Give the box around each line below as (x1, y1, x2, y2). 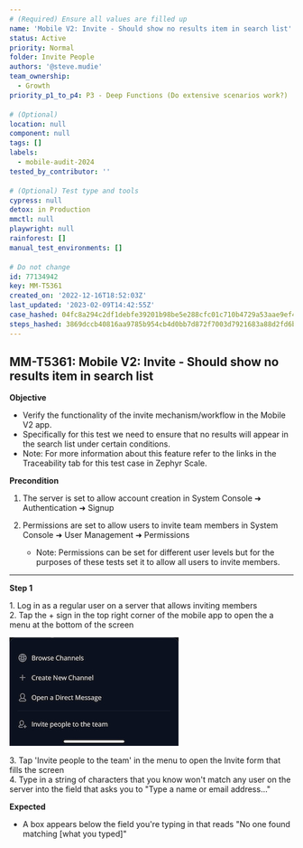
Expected (9, 801, 47, 813)
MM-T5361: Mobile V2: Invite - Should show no (9, 354, 280, 370)
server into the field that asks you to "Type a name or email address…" (9, 784, 271, 795)
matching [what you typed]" (22, 828, 127, 840)
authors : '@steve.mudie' (9, 62, 103, 71)
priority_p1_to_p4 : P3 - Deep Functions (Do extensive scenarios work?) (9, 90, 289, 99)
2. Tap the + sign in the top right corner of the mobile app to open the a (9, 610, 274, 621)
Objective (9, 392, 47, 403)
